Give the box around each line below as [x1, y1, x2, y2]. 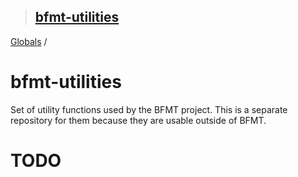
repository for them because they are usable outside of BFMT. [10, 114, 267, 126]
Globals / [10, 35, 48, 47]
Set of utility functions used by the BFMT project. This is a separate [10, 103, 288, 115]
